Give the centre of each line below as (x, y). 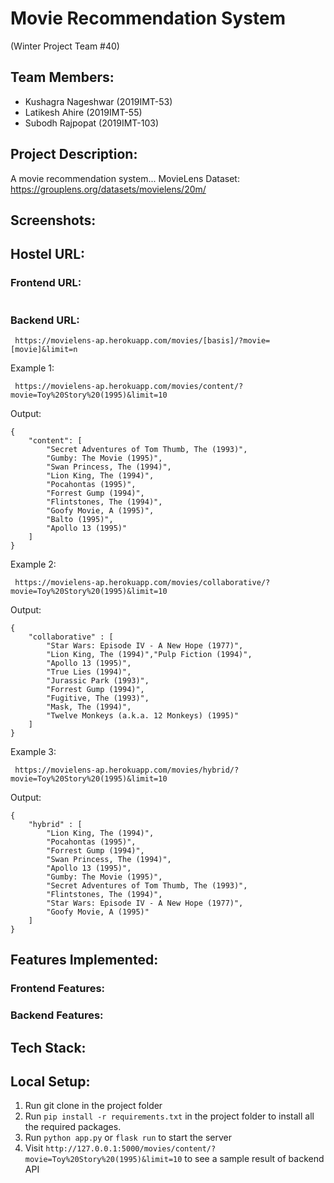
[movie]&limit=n (44, 349)
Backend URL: (45, 320)
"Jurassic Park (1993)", (98, 680)
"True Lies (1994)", (89, 672)
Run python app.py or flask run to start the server (128, 1138)
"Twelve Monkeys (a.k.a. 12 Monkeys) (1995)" (143, 715)
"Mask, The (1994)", (89, 707)
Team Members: (62, 77)
